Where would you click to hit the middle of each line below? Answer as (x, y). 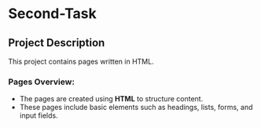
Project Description (57, 43)
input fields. (39, 115)
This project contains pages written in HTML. (81, 61)
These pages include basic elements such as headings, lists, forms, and (136, 108)
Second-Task (52, 14)
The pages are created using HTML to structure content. (111, 99)
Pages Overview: (41, 82)
